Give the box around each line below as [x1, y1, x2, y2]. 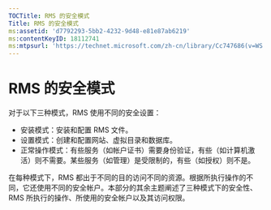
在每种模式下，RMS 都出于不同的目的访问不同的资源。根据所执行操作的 [8, 173, 247, 182]
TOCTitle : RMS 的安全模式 [8, 11, 90, 20]
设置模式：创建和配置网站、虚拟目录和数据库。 [19, 135, 177, 145]
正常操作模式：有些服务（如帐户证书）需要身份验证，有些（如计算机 [19, 145, 248, 155]
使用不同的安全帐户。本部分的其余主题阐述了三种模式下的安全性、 [36, 183, 257, 193]
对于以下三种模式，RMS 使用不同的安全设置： [8, 108, 161, 118]
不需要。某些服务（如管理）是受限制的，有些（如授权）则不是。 [41, 156, 256, 165]
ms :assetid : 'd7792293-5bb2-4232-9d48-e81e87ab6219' [8, 27, 191, 35]
